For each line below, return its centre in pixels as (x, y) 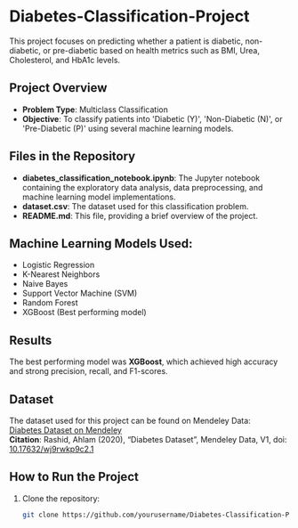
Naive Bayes (45, 284)
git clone (40, 515)
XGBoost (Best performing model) (84, 313)
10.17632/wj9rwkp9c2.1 (52, 449)
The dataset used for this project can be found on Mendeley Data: (130, 421)
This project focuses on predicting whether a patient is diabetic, (126, 41)
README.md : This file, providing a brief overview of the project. (140, 215)
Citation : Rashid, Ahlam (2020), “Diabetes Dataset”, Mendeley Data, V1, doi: (148, 439)
